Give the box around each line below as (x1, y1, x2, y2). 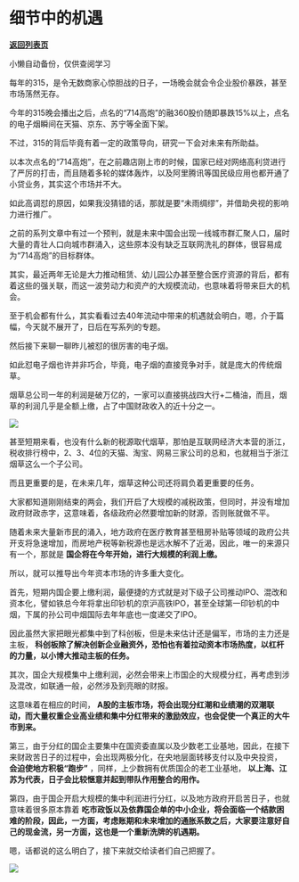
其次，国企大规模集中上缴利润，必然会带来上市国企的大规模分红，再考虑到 (9, 669, 282, 680)
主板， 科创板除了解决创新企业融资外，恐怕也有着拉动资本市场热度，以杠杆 (9, 639, 285, 649)
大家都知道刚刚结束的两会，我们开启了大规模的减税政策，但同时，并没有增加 (9, 496, 290, 507)
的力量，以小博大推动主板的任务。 (9, 650, 134, 661)
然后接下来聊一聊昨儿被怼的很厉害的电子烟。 (9, 340, 174, 350)
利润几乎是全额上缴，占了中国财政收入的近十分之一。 (24, 400, 220, 411)
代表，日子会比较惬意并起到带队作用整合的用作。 (24, 773, 205, 785)
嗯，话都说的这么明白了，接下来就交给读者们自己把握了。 (9, 845, 220, 856)
